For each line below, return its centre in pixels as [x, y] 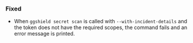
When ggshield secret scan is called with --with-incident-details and [101, 21]
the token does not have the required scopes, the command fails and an [101, 27]
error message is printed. [44, 34]
